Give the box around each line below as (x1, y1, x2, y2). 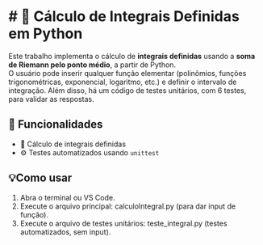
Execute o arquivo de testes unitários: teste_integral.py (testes (19, 218, 228, 228)
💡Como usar (8, 171, 73, 185)
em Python (8, 24, 83, 43)
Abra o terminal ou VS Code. (19, 192, 115, 202)
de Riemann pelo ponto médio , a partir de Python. (8, 60, 176, 70)
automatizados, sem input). (19, 226, 111, 237)
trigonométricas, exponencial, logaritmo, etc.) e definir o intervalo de (8, 77, 237, 87)
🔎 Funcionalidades (8, 117, 103, 132)
